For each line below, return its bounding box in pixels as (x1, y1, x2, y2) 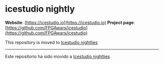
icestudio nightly (5, 3, 75, 15)
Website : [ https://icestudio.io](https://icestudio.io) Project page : (5, 20, 135, 25)
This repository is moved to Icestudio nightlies (5, 39, 98, 45)
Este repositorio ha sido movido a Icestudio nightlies (5, 53, 110, 59)
